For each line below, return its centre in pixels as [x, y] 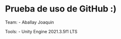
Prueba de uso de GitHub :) [61, 9]
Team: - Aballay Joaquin [30, 22]
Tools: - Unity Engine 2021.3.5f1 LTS [41, 31]
